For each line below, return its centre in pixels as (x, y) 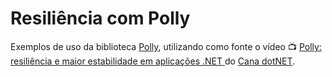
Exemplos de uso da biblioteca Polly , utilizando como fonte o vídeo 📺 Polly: (166, 46)
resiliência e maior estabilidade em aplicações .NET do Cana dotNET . (153, 61)
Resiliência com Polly (100, 18)
